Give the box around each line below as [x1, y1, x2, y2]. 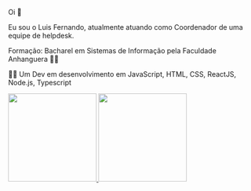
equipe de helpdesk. [8, 31, 75, 40]
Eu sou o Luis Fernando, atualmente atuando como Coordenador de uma [8, 23, 243, 31]
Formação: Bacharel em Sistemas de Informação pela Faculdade [8, 46, 217, 55]
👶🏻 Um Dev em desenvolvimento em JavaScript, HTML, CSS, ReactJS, [8, 70, 237, 78]
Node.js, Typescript [8, 78, 72, 87]
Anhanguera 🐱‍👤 [8, 55, 59, 63]
